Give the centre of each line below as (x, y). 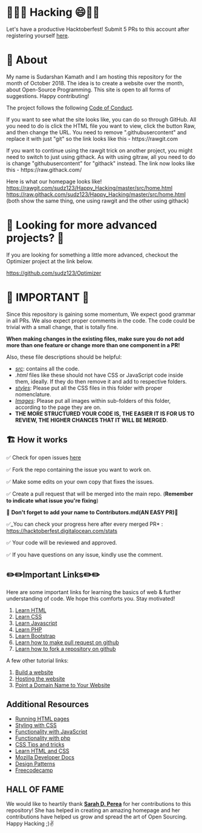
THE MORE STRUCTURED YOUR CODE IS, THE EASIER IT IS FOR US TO (105, 413)
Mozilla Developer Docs (44, 757)
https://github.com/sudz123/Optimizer (54, 273)
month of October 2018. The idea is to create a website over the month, (95, 83)
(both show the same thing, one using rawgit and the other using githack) (98, 201)
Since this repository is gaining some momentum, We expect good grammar (101, 314)
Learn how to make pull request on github (67, 642)
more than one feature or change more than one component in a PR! (93, 345)
